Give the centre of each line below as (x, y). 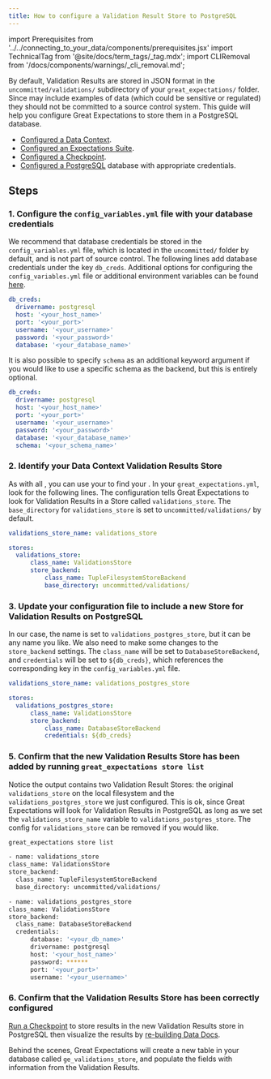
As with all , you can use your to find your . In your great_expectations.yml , (134, 484)
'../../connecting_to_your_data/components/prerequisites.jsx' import (121, 47)
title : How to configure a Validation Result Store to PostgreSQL (123, 16)
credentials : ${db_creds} (88, 736)
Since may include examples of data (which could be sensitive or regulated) (135, 97)
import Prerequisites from (51, 39)
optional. (23, 377)
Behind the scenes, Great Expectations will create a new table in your (124, 1050)
